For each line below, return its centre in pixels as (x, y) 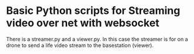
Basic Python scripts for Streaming (93, 11)
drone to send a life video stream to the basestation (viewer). (80, 45)
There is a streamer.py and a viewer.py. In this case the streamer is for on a (97, 39)
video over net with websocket (83, 23)
